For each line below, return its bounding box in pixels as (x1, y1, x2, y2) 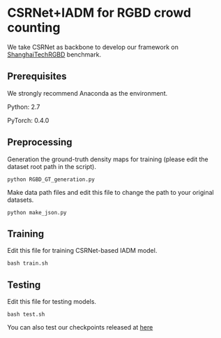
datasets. (7, 196, 34, 204)
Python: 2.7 (7, 103, 40, 111)
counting (7, 20, 61, 36)
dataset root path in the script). (7, 162, 96, 170)
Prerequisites (7, 71, 67, 82)
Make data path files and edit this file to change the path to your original (7, 188, 214, 196)
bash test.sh (7, 311, 45, 318)
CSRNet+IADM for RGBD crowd (7, 5, 192, 21)
